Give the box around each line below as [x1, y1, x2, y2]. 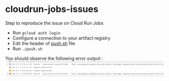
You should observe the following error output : [5, 55, 103, 61]
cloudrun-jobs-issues [5, 3, 99, 15]
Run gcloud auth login [12, 29, 60, 35]
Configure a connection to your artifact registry [12, 35, 111, 41]
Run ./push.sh [12, 45, 43, 51]
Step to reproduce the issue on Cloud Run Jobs [5, 20, 104, 26]
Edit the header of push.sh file [12, 40, 75, 46]
